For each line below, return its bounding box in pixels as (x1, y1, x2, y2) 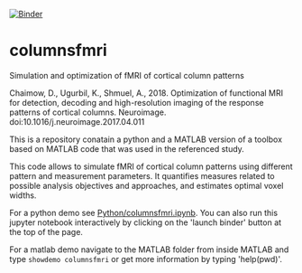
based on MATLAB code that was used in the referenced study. (9, 143, 245, 154)
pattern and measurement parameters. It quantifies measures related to (9, 170, 275, 181)
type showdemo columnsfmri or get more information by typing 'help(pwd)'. (9, 253, 282, 264)
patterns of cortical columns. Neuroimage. (9, 107, 167, 118)
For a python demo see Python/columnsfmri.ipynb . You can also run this (9, 207, 278, 218)
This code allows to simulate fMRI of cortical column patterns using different (9, 161, 293, 172)
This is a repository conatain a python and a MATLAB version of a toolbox (9, 134, 282, 145)
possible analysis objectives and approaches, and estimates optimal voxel (9, 180, 284, 191)
